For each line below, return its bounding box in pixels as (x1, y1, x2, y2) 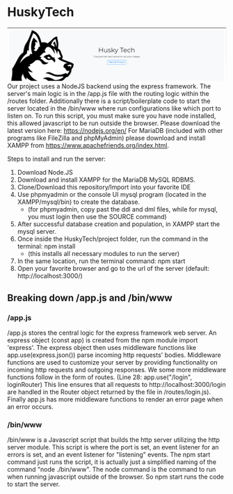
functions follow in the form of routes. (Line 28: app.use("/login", (7, 373, 193, 381)
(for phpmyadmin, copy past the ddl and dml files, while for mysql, (27, 205, 218, 214)
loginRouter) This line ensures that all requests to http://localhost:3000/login (7, 381, 226, 389)
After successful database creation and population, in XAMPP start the (17, 220, 220, 228)
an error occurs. (7, 403, 54, 411)
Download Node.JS (17, 168, 73, 177)
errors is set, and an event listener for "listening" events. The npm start (7, 450, 211, 459)
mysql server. (17, 228, 57, 236)
